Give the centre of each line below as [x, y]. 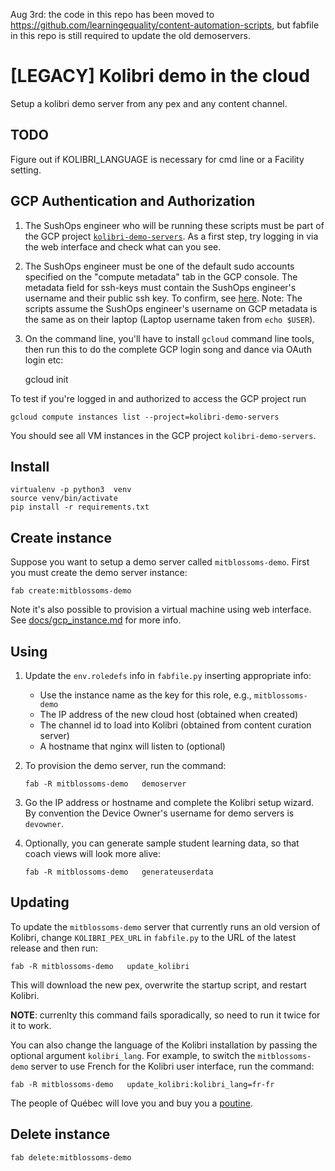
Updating [40, 902]
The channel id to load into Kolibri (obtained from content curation [175, 725]
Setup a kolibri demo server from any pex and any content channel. [149, 103]
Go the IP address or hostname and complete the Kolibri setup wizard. [169, 802]
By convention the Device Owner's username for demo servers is [159, 813]
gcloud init [46, 379]
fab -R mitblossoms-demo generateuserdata [119, 872]
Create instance [61, 537]
